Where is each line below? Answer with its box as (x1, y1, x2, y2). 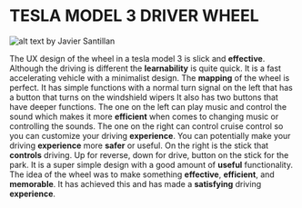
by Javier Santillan (45, 35, 116, 46)
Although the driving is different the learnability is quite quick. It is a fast (9, 63, 282, 74)
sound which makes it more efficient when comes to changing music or (9, 111, 279, 122)
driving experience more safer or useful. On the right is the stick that (9, 140, 269, 151)
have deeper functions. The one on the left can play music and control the (9, 101, 287, 112)
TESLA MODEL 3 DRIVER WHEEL (9, 5, 259, 26)
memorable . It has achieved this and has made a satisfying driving (9, 178, 262, 189)
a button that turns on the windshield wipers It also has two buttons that (9, 92, 279, 103)
